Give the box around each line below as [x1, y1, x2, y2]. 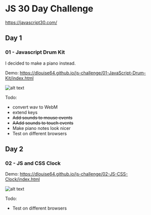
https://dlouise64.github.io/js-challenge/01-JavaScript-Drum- [19, 70, 146, 76]
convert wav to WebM [12, 104, 58, 110]
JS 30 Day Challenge [5, 3, 94, 14]
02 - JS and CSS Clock [5, 160, 61, 167]
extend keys [12, 109, 38, 115]
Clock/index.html [5, 176, 40, 182]
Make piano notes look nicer [12, 125, 71, 131]
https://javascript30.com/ [5, 19, 57, 25]
